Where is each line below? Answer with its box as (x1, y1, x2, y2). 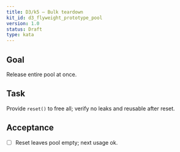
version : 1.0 (6, 20, 40, 26)
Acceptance (6, 123, 54, 133)
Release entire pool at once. (6, 70, 77, 78)
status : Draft (6, 26, 43, 32)
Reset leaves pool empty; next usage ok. (15, 139, 118, 146)
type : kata (6, 32, 34, 38)
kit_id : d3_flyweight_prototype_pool (6, 15, 103, 21)
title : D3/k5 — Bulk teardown (6, 9, 84, 15)
